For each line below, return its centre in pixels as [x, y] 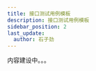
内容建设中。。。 [29, 61]
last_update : [26, 33]
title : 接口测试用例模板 [39, 14]
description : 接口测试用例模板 [48, 20]
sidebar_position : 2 [37, 26]
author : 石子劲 [34, 40]
